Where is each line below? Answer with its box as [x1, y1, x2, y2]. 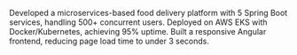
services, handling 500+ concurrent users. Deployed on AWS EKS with [9, 17, 268, 27]
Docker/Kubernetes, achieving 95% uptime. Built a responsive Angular [9, 27, 267, 36]
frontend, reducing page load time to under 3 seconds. [9, 35, 210, 46]
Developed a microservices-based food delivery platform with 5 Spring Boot [9, 8, 288, 18]
